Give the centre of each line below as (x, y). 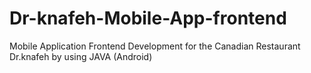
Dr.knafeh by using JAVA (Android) (81, 56)
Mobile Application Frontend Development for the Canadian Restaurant (155, 46)
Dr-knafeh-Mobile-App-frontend (148, 18)
